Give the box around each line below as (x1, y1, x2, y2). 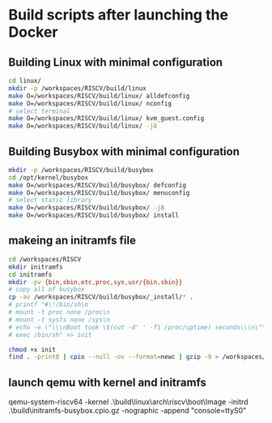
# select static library (8, 196, 92, 205)
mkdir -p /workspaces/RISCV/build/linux (8, 84, 147, 93)
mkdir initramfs (8, 262, 63, 271)
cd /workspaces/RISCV (8, 255, 82, 263)
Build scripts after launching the (8, 6, 229, 24)
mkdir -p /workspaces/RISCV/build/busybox (8, 166, 154, 174)
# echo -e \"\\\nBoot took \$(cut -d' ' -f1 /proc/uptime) (8, 323, 212, 331)
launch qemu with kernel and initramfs (8, 375, 206, 389)
